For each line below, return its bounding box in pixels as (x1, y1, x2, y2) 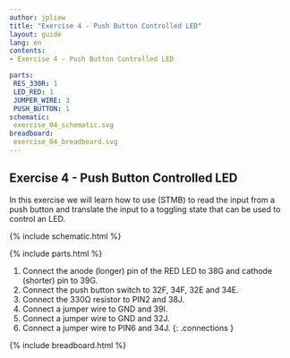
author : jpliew (9, 13, 66, 22)
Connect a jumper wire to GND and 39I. (21, 303, 168, 314)
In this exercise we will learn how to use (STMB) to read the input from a (9, 194, 276, 205)
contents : (9, 47, 47, 55)
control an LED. (9, 213, 65, 224)
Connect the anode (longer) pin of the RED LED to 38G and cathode (21, 265, 273, 276)
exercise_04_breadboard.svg (13, 138, 118, 147)
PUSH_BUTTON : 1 (13, 104, 70, 113)
